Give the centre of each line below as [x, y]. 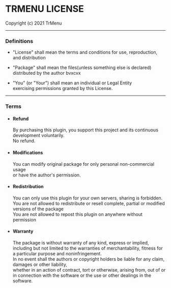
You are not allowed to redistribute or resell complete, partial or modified [89, 203]
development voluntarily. [38, 136]
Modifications [28, 152]
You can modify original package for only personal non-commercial [83, 164]
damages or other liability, [40, 264]
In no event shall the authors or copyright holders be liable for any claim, [89, 259]
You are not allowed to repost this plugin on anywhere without [77, 214]
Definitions [19, 41]
